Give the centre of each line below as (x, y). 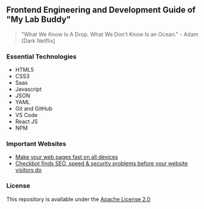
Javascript (28, 89)
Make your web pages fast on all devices (66, 157)
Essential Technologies (41, 56)
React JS (26, 122)
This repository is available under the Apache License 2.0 (79, 199)
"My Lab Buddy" (39, 20)
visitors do (28, 170)
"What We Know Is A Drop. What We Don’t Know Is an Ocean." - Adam (110, 34)
